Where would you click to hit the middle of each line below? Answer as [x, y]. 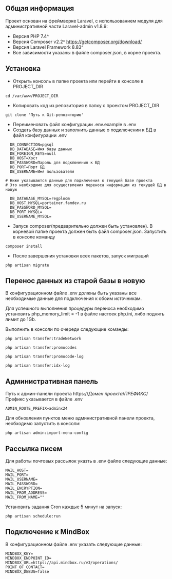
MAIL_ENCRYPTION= [24, 488]
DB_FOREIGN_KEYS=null [33, 153]
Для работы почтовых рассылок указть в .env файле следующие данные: [86, 461]
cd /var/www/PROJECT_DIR [32, 96]
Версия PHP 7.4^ [31, 36]
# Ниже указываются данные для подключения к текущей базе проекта [79, 181]
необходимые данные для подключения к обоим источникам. [74, 298]
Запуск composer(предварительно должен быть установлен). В [83, 226]
